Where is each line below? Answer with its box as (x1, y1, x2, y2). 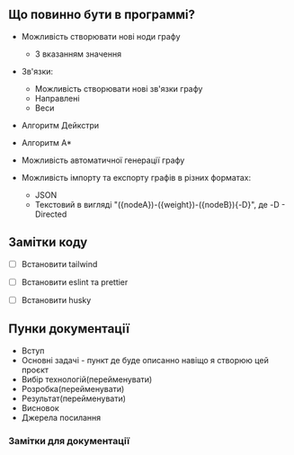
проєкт (21, 364, 49, 375)
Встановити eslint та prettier (21, 276, 129, 287)
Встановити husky (21, 294, 92, 305)
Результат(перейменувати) (21, 393, 127, 404)
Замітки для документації (8, 434, 130, 447)
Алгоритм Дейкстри (21, 120, 100, 130)
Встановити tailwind (21, 258, 98, 269)
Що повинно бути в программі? (8, 7, 195, 22)
